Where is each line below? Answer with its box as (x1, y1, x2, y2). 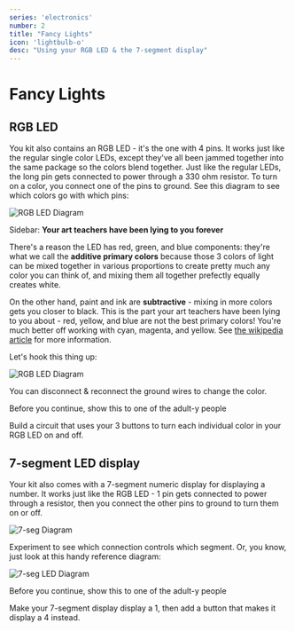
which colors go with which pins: (9, 190, 129, 201)
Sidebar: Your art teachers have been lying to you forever (9, 225, 224, 235)
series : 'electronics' (9, 12, 93, 22)
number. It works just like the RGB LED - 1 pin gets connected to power (9, 488, 268, 499)
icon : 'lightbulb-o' (9, 37, 86, 47)
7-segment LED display (9, 455, 140, 470)
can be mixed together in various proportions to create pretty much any (9, 261, 270, 272)
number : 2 (9, 21, 46, 30)
